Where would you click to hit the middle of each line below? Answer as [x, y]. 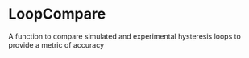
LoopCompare [57, 14]
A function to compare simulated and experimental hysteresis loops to [125, 36]
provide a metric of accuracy [56, 44]
